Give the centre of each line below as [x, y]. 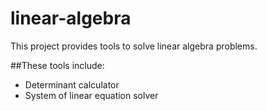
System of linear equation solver [91, 95]
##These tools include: [57, 65]
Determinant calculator [72, 84]
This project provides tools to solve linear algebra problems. [134, 46]
